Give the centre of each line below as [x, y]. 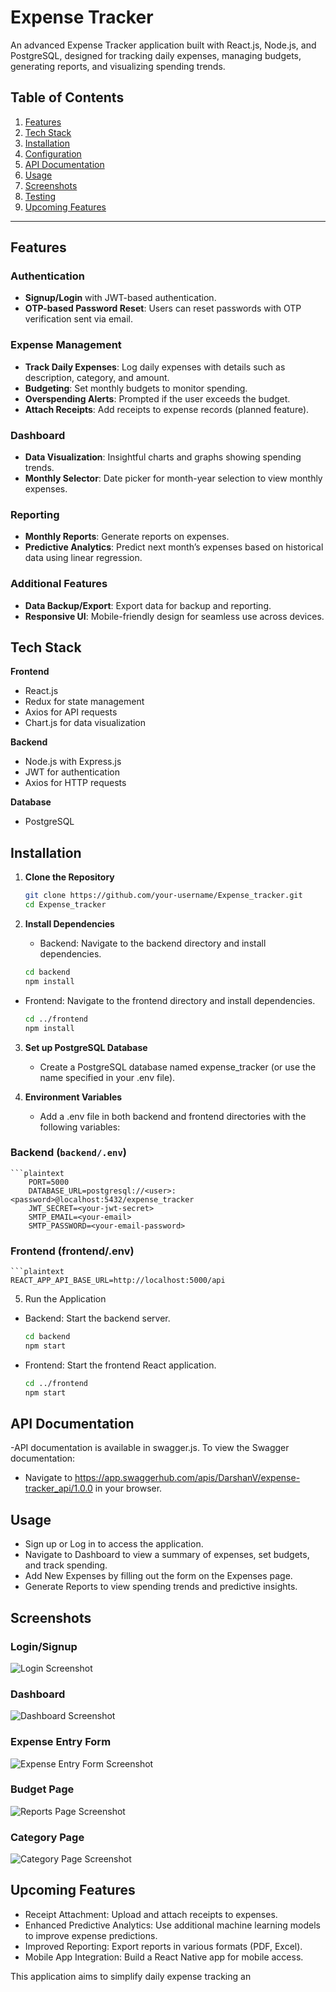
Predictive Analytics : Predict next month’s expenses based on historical [174, 547]
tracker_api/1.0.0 [58, 1488]
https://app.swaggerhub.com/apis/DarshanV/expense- [187, 1478]
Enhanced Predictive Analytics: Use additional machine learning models [172, 1925]
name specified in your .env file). [107, 1077]
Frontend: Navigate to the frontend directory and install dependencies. [170, 1000]
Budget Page [42, 1789]
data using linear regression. [83, 558]
